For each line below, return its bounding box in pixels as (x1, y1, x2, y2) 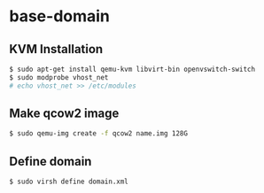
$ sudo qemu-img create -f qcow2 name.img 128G (9, 129, 189, 138)
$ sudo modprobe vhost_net (9, 73, 109, 81)
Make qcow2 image (9, 106, 120, 121)
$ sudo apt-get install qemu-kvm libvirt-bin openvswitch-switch (9, 65, 255, 73)
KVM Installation (9, 42, 104, 57)
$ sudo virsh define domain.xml (9, 177, 128, 187)
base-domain (9, 6, 111, 27)
